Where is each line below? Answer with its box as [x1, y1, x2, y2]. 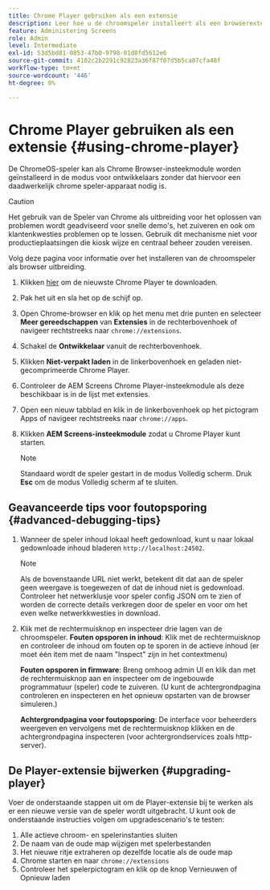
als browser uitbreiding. [8, 262, 87, 271]
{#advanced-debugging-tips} [8, 513, 162, 527]
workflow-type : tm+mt [8, 64, 81, 72]
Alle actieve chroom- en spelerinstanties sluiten [19, 831, 178, 840]
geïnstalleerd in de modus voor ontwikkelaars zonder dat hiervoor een [8, 173, 241, 182]
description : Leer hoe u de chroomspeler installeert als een [8, 19, 221, 27]
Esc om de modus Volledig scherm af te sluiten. [19, 477, 178, 487]
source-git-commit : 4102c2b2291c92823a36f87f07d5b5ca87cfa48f [8, 57, 221, 65]
